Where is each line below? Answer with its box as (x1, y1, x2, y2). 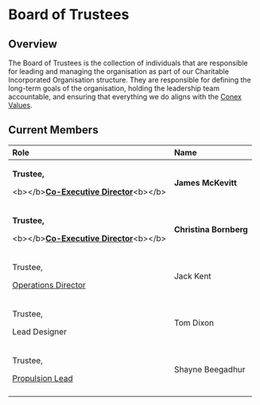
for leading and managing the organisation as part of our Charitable (8, 67, 229, 76)
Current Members (8, 123, 99, 137)
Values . (8, 101, 33, 110)
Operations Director (12, 280, 86, 291)
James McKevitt (173, 177, 237, 188)
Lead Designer (12, 326, 68, 337)
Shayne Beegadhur (173, 364, 246, 375)
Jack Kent (173, 270, 212, 281)
